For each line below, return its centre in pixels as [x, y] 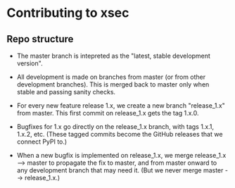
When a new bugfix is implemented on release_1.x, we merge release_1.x [121, 155]
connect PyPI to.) [42, 142]
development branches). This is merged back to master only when [113, 84]
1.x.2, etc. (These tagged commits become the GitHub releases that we [120, 134]
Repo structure [40, 39]
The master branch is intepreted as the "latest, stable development [113, 56]
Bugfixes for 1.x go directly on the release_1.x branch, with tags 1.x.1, [115, 127]
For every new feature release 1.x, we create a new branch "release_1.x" [121, 106]
